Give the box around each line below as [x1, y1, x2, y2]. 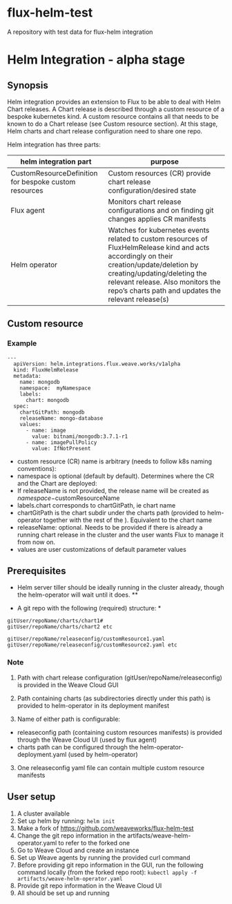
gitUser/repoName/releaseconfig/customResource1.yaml [7, 635, 166, 643]
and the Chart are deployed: [17, 479, 97, 488]
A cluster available [17, 809, 70, 818]
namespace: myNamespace [19, 385, 91, 392]
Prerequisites [7, 565, 66, 577]
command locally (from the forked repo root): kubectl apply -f [17, 868, 197, 876]
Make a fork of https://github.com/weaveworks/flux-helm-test [17, 824, 194, 832]
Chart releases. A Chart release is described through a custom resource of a [7, 105, 224, 113]
